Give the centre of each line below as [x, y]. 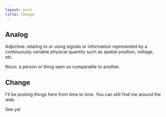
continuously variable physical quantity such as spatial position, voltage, [80, 52]
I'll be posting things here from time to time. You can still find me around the [83, 95]
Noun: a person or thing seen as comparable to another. [63, 67]
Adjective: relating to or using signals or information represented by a [76, 47]
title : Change [20, 14]
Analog [17, 35]
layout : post [19, 10]
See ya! [13, 110]
